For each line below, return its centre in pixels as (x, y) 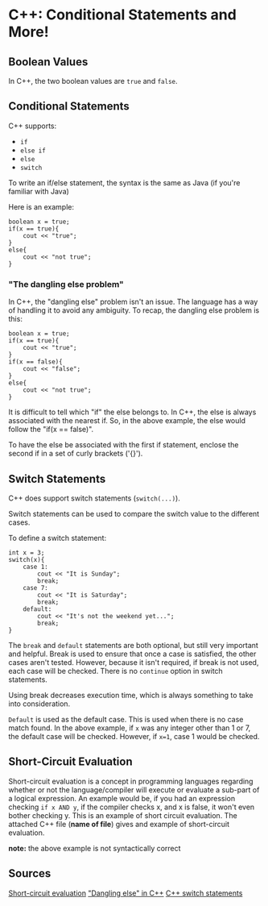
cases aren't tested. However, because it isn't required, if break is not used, (134, 662)
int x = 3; (27, 553)
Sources (30, 873)
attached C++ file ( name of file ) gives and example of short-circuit (119, 824)
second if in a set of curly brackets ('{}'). (76, 454)
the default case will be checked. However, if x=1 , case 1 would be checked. (134, 736)
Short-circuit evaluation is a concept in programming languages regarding (131, 781)
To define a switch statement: (58, 538)
